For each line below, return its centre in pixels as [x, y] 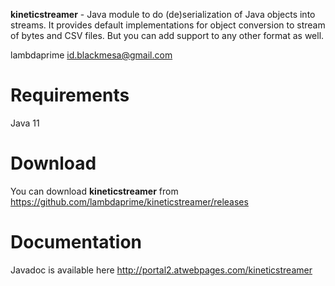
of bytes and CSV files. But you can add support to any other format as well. [167, 35]
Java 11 [25, 123]
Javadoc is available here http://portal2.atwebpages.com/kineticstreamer [161, 270]
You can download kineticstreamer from [94, 191]
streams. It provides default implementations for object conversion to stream [168, 25]
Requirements [70, 95]
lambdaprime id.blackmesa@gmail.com [91, 55]
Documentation [76, 242]
